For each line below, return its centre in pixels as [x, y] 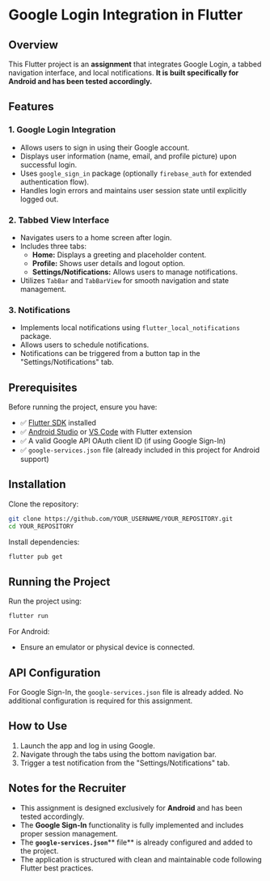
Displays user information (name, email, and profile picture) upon [128, 156]
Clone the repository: [44, 504]
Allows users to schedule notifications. [84, 345]
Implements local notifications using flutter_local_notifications [130, 328]
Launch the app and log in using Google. [88, 745]
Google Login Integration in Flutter [126, 15]
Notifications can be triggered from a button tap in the [110, 354]
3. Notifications [40, 310]
